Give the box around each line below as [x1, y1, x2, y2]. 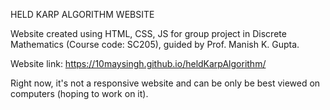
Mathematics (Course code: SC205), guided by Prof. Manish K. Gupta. [10, 39, 300, 50]
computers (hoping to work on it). [10, 88, 149, 99]
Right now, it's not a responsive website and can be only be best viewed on [10, 77, 321, 89]
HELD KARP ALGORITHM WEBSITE [10, 9, 155, 20]
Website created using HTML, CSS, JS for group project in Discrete [10, 28, 287, 39]
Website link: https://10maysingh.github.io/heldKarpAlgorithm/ [10, 58, 267, 69]
